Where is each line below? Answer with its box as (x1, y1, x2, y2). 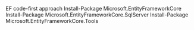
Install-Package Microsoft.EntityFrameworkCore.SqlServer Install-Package (5, 11, 189, 18)
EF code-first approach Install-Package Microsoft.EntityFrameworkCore (5, 5, 182, 12)
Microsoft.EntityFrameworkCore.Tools (5, 18, 99, 24)
